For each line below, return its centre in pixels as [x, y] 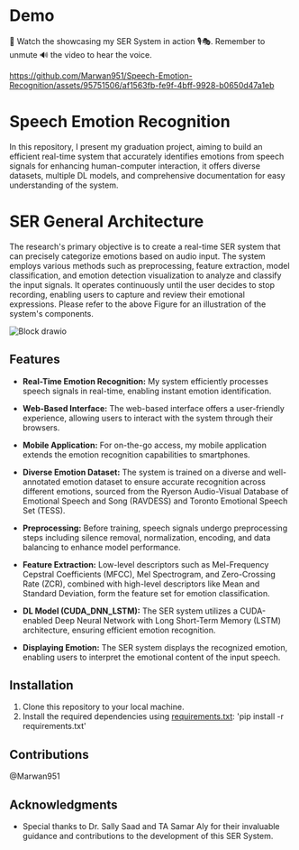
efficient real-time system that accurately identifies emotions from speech [147, 156]
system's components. [52, 313]
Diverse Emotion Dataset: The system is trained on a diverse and [144, 472]
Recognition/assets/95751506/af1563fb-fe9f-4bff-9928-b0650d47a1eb [142, 85]
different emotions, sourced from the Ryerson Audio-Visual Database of [155, 491]
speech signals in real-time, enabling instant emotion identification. [147, 391]
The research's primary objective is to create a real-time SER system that [145, 246]
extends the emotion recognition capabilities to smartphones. [136, 454]
